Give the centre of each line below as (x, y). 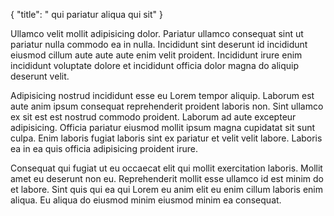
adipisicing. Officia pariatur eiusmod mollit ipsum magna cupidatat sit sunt (163, 127)
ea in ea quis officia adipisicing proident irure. (104, 148)
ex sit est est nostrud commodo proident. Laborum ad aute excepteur (153, 117)
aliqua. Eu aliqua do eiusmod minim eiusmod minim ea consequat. (146, 200)
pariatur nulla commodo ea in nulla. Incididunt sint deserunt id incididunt (159, 44)
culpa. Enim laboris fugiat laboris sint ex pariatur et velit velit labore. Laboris (166, 138)
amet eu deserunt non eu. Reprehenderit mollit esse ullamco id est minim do (167, 178)
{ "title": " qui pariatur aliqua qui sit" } (87, 14)
